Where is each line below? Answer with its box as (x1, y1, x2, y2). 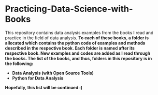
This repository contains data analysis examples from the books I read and (5, 30, 154, 35)
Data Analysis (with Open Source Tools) (12, 70, 94, 76)
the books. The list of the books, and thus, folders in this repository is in (5, 55, 152, 61)
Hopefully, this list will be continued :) (5, 84, 83, 90)
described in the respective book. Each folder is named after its (5, 45, 135, 51)
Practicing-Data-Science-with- (5, 3, 133, 15)
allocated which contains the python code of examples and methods (5, 40, 145, 46)
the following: (5, 61, 34, 66)
